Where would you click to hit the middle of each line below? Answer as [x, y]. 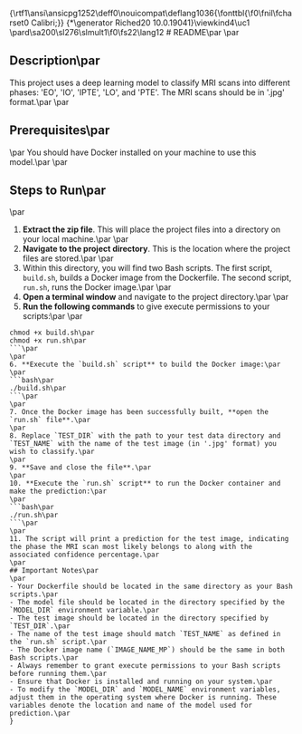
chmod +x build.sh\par [52, 333]
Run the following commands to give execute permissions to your [146, 306]
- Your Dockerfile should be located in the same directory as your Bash [151, 587]
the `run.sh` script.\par [58, 642]
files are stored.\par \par [68, 258]
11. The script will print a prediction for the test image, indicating [149, 539]
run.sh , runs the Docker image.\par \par [97, 287]
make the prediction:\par [58, 492]
